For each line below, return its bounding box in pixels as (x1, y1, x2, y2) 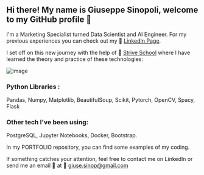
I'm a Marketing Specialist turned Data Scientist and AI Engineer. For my (6, 30, 187, 38)
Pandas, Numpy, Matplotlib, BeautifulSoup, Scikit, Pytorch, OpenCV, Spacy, (6, 96, 195, 104)
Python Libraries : (6, 82, 60, 91)
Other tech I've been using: (6, 118, 89, 127)
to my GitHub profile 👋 (6, 15, 92, 25)
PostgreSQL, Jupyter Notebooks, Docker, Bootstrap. (6, 132, 138, 139)
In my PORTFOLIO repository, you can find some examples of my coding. (6, 143, 190, 151)
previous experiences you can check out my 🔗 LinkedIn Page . (6, 37, 161, 45)
